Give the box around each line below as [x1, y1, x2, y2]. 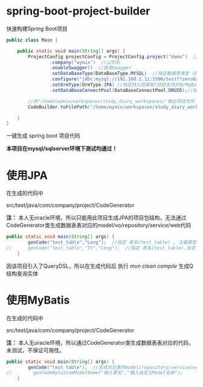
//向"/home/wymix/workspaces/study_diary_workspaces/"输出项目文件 [28, 98, 195, 104]
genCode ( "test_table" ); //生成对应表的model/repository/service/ [28, 364, 193, 370]
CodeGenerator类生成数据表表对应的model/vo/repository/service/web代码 [6, 222, 192, 229]
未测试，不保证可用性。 [6, 346, 65, 354]
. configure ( [49, 76, 80, 82]
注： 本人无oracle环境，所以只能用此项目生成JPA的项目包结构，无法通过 [6, 214, 187, 221]
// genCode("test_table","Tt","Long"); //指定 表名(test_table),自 [6, 245, 192, 251]
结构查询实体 [6, 270, 38, 277]
